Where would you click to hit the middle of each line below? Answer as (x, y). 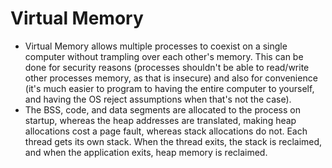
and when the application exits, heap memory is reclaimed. (146, 152)
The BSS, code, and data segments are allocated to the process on (162, 109)
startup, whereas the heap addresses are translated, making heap (160, 120)
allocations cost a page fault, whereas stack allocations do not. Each (166, 131)
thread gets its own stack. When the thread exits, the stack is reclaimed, (173, 141)
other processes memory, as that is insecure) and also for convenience (171, 78)
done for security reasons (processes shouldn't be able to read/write (167, 67)
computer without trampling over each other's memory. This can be (164, 56)
